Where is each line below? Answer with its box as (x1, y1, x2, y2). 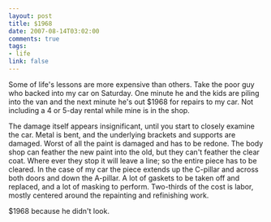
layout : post (8, 11, 53, 20)
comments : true (8, 34, 60, 43)
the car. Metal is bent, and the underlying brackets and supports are (8, 129, 236, 139)
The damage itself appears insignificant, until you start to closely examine (8, 121, 256, 131)
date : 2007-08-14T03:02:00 (8, 27, 100, 35)
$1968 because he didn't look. (8, 206, 110, 215)
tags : (8, 42, 27, 50)
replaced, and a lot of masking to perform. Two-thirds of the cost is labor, (8, 181, 254, 191)
